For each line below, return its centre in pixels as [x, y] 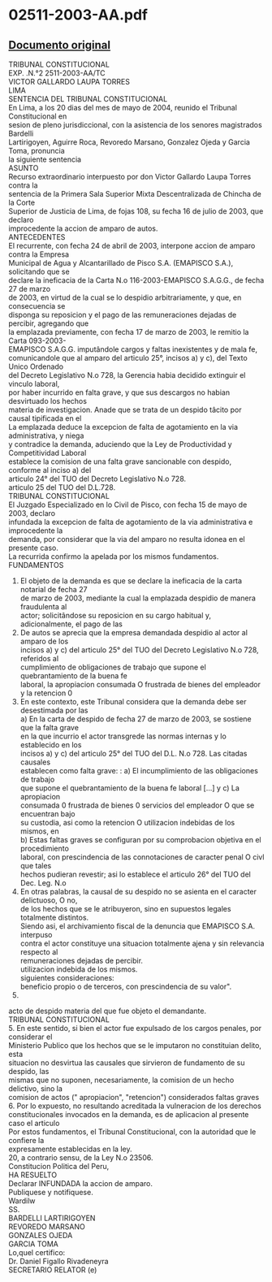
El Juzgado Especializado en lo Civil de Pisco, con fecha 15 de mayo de [128, 505]
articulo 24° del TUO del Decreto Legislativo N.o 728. [97, 479]
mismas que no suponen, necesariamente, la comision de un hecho [121, 1080]
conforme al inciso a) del [50, 470]
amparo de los [44, 641]
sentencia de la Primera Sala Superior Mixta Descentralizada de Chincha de [135, 194]
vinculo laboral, [34, 384]
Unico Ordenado [36, 366]
